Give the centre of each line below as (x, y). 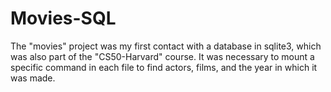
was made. (33, 78)
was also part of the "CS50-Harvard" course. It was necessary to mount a (162, 56)
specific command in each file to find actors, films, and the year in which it (164, 67)
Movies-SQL (63, 18)
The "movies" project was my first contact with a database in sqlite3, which (166, 46)
